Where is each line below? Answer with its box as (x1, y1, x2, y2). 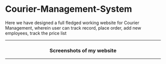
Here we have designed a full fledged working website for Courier (5, 20, 139, 26)
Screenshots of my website (49, 47, 117, 54)
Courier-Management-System (5, 3, 132, 15)
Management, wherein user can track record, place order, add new (5, 25, 142, 31)
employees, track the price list (5, 30, 67, 36)
